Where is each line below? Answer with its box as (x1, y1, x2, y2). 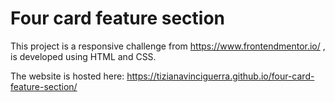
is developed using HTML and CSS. (10, 50, 157, 62)
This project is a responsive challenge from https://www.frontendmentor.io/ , (10, 40, 326, 52)
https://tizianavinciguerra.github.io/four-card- (126, 70, 315, 82)
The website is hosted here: (10, 70, 125, 82)
